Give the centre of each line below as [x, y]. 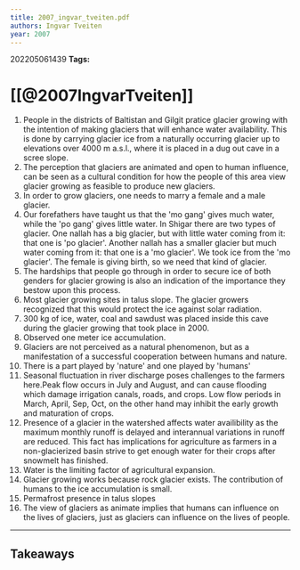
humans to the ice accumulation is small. [97, 489]
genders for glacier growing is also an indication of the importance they [154, 281]
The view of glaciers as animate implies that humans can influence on [151, 508]
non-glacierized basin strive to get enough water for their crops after [149, 452]
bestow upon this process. [72, 290]
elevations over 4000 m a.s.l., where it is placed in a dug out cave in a [151, 149]
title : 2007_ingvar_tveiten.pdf [70, 17]
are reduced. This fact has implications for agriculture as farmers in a [150, 442]
